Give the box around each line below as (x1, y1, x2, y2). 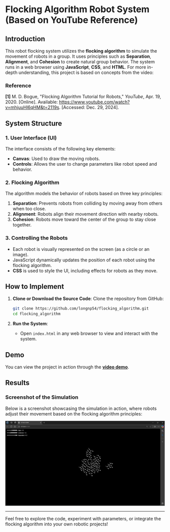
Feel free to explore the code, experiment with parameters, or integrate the (5, 515, 161, 521)
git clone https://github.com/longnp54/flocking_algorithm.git (12, 306, 149, 311)
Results (5, 378, 30, 387)
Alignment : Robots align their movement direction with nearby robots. (12, 211, 159, 217)
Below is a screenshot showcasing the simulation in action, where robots (5, 405, 157, 411)
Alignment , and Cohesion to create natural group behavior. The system (5, 59, 155, 64)
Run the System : (12, 321, 48, 327)
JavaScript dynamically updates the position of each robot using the (12, 257, 155, 263)
